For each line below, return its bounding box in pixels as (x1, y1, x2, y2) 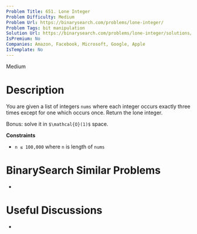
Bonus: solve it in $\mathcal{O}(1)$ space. (6, 120, 108, 127)
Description (6, 83, 64, 97)
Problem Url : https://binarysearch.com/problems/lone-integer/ (6, 19, 164, 25)
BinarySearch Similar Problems (6, 164, 161, 177)
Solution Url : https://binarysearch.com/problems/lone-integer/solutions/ (6, 30, 193, 36)
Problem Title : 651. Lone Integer (6, 8, 91, 15)
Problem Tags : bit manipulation (6, 25, 85, 31)
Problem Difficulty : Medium (6, 14, 75, 20)
